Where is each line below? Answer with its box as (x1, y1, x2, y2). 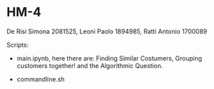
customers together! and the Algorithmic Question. (16, 61, 164, 70)
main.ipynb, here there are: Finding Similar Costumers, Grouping (16, 54, 202, 63)
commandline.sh (16, 74, 65, 83)
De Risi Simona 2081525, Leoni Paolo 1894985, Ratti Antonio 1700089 (6, 27, 208, 35)
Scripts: (6, 40, 29, 49)
